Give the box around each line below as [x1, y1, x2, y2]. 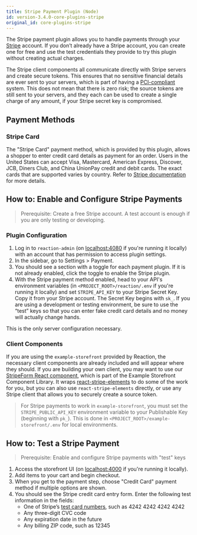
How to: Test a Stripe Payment [6, 438, 120, 448]
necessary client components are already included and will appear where [6, 359, 185, 367]
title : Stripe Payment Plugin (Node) [6, 8, 99, 15]
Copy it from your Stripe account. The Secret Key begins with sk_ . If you [14, 295, 191, 302]
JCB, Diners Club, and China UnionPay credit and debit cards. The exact [6, 165, 182, 172]
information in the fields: [14, 497, 74, 504]
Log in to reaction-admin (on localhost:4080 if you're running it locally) [14, 245, 187, 252]
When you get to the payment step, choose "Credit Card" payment [14, 478, 177, 485]
